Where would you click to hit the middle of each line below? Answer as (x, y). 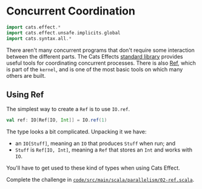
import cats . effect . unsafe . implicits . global (63, 33)
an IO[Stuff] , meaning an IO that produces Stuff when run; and (95, 144)
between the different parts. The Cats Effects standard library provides (95, 56)
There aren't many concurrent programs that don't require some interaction (101, 50)
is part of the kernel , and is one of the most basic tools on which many (95, 69)
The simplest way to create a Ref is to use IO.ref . (68, 109)
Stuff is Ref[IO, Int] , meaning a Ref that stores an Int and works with (104, 150)
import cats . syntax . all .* (39, 38)
